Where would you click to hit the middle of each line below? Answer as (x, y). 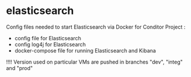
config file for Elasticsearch (48, 38)
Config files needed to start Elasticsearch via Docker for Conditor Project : (96, 27)
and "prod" (20, 68)
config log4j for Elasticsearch (50, 44)
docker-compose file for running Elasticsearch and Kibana (85, 50)
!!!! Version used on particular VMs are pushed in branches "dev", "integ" (95, 62)
